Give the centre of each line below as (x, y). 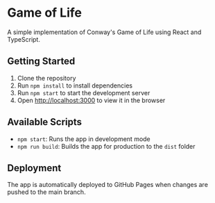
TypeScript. (24, 39)
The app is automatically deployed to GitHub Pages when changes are (108, 185)
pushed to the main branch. (46, 192)
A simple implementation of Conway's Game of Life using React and (104, 32)
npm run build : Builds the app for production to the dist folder (106, 146)
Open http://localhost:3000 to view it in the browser (91, 100)
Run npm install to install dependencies (75, 86)
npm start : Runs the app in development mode (84, 139)
